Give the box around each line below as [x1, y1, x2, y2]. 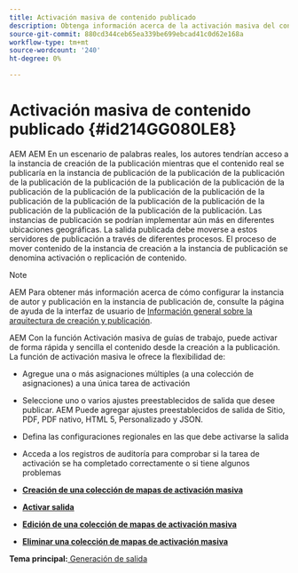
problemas [21, 467, 62, 478]
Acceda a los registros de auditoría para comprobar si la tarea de [21, 448, 260, 458]
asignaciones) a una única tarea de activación [21, 378, 191, 388]
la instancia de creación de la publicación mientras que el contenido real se [9, 157, 285, 169]
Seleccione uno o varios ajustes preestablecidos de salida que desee [21, 394, 276, 405]
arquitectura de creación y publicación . [9, 314, 153, 325]
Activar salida [21, 501, 74, 512]
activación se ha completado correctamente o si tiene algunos [21, 458, 250, 468]
